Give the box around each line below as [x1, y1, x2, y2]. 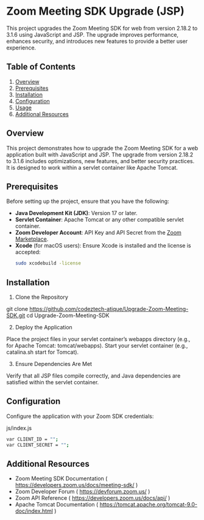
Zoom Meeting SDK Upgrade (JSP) [6, 4, 185, 18]
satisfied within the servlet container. [6, 379, 99, 386]
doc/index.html [15, 507, 54, 515]
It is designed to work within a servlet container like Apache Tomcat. [6, 164, 178, 171]
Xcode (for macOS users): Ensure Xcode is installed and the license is [15, 242, 191, 249]
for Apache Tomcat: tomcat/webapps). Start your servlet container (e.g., [6, 342, 188, 350]
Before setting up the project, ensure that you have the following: [6, 197, 169, 205]
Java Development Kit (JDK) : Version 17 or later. [15, 210, 138, 217]
